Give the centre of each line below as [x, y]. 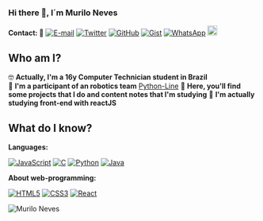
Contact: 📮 [26, 33]
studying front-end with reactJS [63, 103]
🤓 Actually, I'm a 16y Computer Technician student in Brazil [108, 77]
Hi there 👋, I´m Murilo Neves [63, 13]
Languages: [29, 147]
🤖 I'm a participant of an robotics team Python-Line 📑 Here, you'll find [125, 86]
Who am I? [35, 58]
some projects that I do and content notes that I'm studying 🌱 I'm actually [131, 95]
